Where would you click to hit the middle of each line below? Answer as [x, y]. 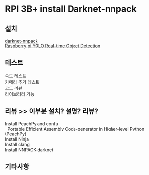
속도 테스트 [16, 76]
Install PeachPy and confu [32, 123]
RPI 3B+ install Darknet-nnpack [71, 9]
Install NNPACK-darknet [29, 150]
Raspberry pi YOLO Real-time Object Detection [53, 46]
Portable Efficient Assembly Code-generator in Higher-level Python [76, 129]
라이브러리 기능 [20, 94]
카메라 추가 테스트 [22, 82]
